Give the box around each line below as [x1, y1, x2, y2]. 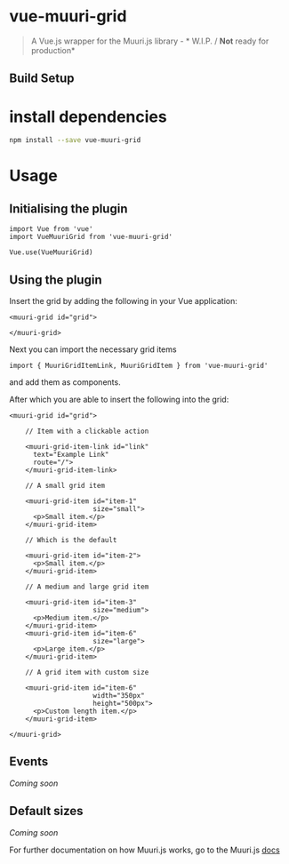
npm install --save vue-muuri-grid [9, 136, 141, 145]
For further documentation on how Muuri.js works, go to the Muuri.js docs [9, 844, 280, 855]
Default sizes [9, 804, 84, 819]
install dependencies [9, 107, 167, 126]
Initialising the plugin [9, 201, 128, 216]
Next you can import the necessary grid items [9, 344, 177, 355]
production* [30, 44, 76, 55]
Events [9, 754, 49, 770]
